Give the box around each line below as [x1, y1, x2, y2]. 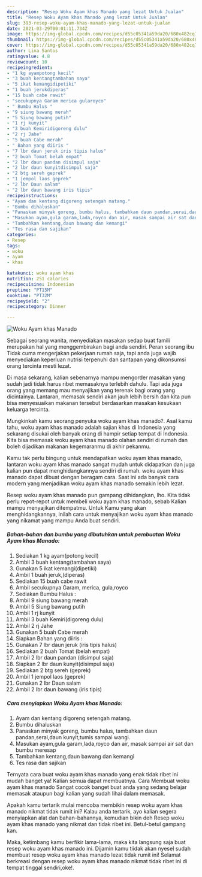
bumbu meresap [15, 746, 56, 754]
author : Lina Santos [7, 48, 59, 54]
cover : [7, 43, 23, 49]
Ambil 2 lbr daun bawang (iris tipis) [15, 686, 102, 693]
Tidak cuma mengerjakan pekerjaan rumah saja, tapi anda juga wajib [7, 350, 176, 357]
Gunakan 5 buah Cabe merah [15, 628, 89, 636]
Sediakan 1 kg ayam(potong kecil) [15, 552, 99, 560]
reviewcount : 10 [7, 59, 47, 65]
